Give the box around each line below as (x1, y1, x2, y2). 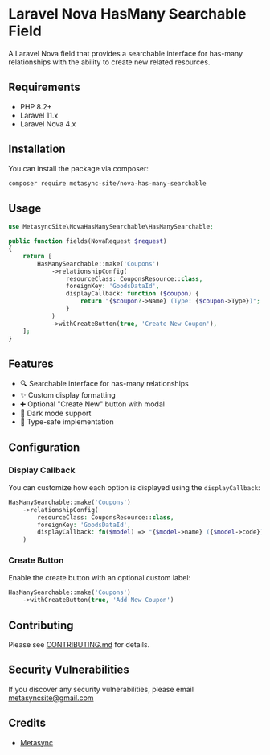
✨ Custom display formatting (19, 390, 117, 400)
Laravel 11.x (19, 110, 59, 120)
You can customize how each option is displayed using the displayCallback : (8, 482, 260, 492)
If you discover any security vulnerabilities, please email (8, 684, 194, 694)
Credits (8, 716, 47, 730)
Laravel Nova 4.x (19, 118, 76, 129)
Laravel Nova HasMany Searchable (8, 5, 247, 23)
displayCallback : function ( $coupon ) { (65, 290, 199, 298)
